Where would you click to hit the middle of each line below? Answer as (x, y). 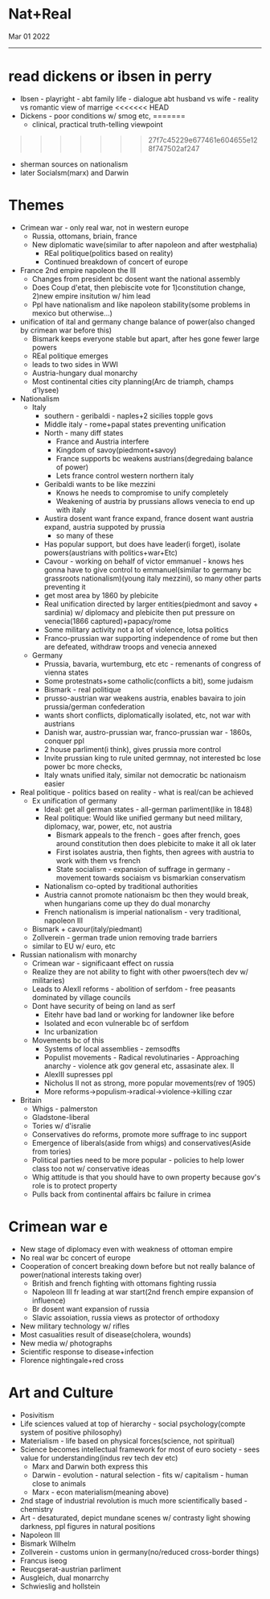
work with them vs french (98, 860)
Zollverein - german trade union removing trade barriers (125, 937)
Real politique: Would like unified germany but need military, (143, 817)
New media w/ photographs (66, 1343)
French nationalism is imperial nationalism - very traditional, (143, 911)
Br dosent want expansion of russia (91, 1308)
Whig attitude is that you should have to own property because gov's (146, 1177)
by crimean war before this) (66, 330)
